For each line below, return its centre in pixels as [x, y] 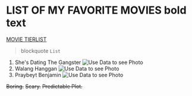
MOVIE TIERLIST [26, 39]
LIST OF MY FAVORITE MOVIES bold [96, 10]
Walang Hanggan [36, 68]
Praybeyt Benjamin [38, 75]
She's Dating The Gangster [48, 62]
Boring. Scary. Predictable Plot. [44, 86]
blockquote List [40, 50]
